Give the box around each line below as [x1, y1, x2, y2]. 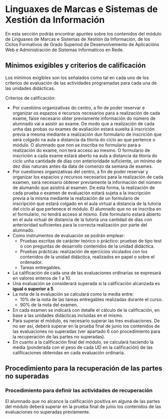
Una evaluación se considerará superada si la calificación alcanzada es [12, 280, 160, 286]
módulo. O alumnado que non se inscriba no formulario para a [12, 142, 141, 148]
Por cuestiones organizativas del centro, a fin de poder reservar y [12, 168, 148, 174]
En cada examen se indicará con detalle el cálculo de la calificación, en [12, 307, 160, 313]
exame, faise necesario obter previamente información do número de [12, 115, 156, 121]
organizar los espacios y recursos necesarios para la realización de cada [12, 174, 164, 180]
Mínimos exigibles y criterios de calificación [5, 61, 146, 70]
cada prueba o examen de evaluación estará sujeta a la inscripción [12, 189, 151, 196]
